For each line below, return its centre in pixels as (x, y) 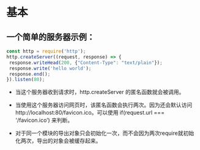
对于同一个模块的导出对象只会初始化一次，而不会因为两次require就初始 (105, 133)
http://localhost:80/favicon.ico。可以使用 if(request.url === (90, 113)
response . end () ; (30, 74)
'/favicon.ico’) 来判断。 (44, 120)
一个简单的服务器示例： (50, 37)
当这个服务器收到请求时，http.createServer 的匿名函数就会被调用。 (100, 92)
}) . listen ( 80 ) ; (26, 80)
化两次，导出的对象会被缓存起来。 (58, 141)
